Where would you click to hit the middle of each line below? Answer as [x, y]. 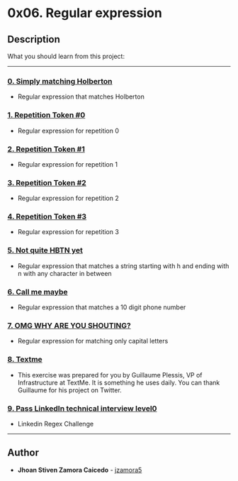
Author [23, 453]
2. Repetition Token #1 [46, 149]
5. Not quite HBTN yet [45, 250]
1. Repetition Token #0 [46, 115]
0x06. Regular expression [85, 13]
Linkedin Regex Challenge [56, 424]
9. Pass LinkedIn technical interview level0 [82, 408]
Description [34, 39]
